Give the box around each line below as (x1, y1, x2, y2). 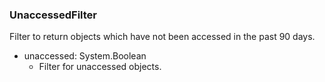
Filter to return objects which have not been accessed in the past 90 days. (9, 31, 316, 43)
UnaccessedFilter (9, 8, 97, 22)
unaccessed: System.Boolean (23, 50, 147, 62)
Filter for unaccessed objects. (38, 61, 162, 73)
